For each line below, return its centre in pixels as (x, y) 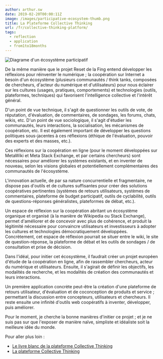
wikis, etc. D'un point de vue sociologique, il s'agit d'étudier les (68, 120)
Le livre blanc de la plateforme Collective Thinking (62, 346)
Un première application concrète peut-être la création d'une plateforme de (81, 286)
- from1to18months (28, 46)
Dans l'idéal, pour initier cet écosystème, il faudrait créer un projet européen (81, 256)
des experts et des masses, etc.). (38, 141)
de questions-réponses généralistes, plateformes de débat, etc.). (70, 201)
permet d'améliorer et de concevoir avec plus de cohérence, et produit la (78, 221)
